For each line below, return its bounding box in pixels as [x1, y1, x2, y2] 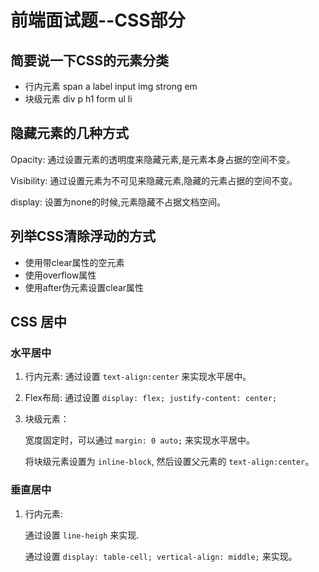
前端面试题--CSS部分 [10, 9, 186, 32]
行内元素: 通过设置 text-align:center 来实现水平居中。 [24, 371, 252, 383]
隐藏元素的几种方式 [10, 125, 129, 142]
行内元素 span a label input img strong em [24, 81, 198, 92]
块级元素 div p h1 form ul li [24, 93, 133, 105]
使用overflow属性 [24, 269, 97, 281]
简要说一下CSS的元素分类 [10, 52, 170, 69]
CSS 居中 [10, 314, 68, 331]
